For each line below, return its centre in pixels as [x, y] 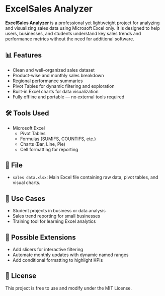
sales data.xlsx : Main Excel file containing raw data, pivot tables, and [85, 177]
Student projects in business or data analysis [59, 211]
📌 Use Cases [25, 198]
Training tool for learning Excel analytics [54, 221]
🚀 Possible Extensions [41, 237]
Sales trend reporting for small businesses [56, 216]
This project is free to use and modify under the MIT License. [69, 288]
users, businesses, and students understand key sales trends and [73, 33]
